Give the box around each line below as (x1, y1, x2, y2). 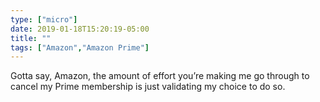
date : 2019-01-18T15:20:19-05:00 (10, 24, 150, 34)
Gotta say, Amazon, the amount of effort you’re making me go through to (10, 70, 310, 82)
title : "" (10, 33, 52, 43)
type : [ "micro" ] (10, 14, 78, 25)
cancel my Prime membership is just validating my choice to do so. (10, 81, 286, 93)
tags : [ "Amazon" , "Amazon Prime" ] (10, 42, 150, 53)
